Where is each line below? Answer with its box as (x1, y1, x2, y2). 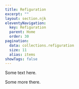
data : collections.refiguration (9, 43, 75, 48)
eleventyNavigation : (5, 20, 47, 26)
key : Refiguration (9, 25, 47, 30)
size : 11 (9, 47, 27, 52)
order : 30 (9, 34, 29, 39)
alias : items (9, 52, 36, 57)
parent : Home (9, 30, 36, 34)
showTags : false (5, 57, 38, 61)
